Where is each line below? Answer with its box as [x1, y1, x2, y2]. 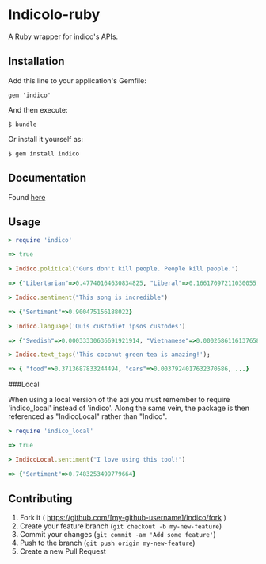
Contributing [8, 492, 73, 505]
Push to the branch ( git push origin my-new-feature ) [19, 538, 196, 548]
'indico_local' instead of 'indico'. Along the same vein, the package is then [8, 403, 250, 413]
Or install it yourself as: [8, 134, 83, 144]
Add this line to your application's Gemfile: [8, 75, 146, 85]
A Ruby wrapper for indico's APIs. [8, 32, 119, 41]
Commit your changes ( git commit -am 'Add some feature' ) [19, 530, 216, 539]
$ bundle [8, 121, 37, 129]
